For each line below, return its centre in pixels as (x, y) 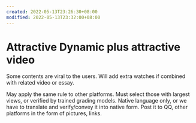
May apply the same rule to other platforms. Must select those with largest (98, 94)
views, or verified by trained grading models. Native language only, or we (97, 101)
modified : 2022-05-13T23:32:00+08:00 (53, 17)
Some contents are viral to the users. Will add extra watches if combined (96, 76)
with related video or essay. (40, 83)
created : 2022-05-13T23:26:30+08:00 (52, 12)
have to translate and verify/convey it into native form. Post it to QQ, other (97, 107)
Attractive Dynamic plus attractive (94, 47)
